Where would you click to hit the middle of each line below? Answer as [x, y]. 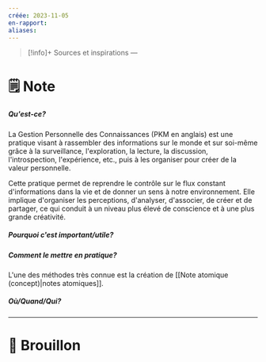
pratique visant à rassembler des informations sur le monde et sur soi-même [133, 143]
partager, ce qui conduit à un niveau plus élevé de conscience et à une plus [131, 208]
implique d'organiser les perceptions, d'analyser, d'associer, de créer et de [130, 200]
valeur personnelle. [40, 168]
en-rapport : [28, 23]
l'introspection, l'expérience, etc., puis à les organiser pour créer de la [123, 159]
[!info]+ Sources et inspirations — [83, 53]
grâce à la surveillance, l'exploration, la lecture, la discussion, [108, 151]
